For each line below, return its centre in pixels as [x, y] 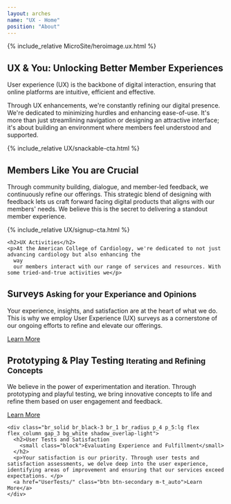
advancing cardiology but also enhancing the [74, 254]
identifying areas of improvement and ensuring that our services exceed [116, 470]
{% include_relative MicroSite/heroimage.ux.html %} [82, 46]
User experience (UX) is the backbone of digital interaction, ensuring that [112, 85]
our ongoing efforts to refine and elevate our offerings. [85, 325]
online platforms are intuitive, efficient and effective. [81, 92]
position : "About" [34, 26]
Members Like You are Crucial [73, 170]
